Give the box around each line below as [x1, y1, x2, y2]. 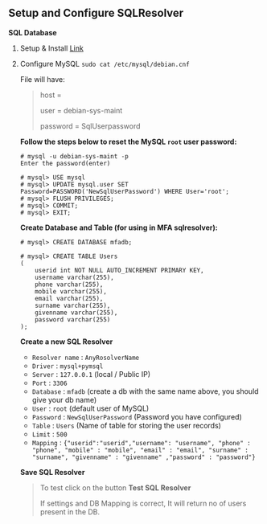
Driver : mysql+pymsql [31, 361, 104, 370]
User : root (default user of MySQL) [31, 403, 150, 413]
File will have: [19, 74, 66, 84]
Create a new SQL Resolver [19, 337, 113, 346]
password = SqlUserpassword [39, 121, 141, 131]
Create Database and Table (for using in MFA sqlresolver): [19, 223, 219, 232]
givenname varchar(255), [35, 309, 118, 317]
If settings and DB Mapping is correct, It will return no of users [39, 498, 247, 508]
